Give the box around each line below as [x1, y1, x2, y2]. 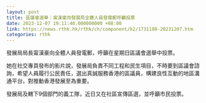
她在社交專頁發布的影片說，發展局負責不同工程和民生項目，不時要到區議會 [6, 62, 194, 69]
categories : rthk [6, 32, 51, 38]
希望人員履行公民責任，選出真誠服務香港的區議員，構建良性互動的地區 [17, 69, 194, 77]
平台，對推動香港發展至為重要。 [11, 77, 93, 85]
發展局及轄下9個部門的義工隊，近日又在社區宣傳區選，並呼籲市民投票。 [6, 90, 187, 98]
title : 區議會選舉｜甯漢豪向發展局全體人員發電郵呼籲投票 [6, 15, 135, 21]
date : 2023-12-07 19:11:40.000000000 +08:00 [6, 20, 122, 26]
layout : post [6, 9, 40, 15]
